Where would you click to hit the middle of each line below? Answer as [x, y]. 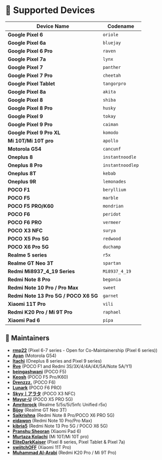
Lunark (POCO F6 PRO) [37, 387]
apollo [111, 141]
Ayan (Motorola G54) [34, 356]
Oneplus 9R [22, 181]
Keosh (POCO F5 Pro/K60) [40, 377]
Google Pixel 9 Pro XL [34, 133]
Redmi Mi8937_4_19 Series [41, 271]
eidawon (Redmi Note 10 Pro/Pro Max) [52, 420]
